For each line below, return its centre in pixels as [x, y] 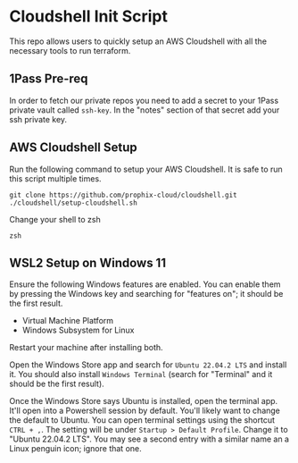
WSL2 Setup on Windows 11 [88, 262]
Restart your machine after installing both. [86, 348]
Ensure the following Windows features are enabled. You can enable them [145, 284]
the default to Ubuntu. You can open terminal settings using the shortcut [142, 420]
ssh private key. [38, 119]
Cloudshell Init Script [88, 17]
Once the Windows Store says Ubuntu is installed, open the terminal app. [144, 401]
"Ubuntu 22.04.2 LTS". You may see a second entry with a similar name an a [149, 439]
